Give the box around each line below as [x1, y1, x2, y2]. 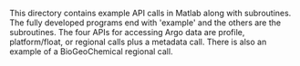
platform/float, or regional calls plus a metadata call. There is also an [9, 36, 267, 47]
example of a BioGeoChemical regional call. [9, 46, 173, 57]
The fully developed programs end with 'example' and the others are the [9, 17, 281, 28]
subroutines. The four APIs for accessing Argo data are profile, [9, 27, 245, 37]
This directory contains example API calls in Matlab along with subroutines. [9, 8, 292, 18]
